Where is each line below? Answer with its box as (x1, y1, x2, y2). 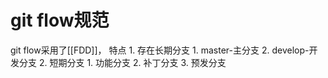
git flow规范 (10, 9, 110, 32)
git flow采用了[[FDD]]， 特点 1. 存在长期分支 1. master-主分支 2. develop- (10, 44, 310, 56)
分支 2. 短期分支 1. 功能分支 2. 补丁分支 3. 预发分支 (18, 56, 227, 68)
